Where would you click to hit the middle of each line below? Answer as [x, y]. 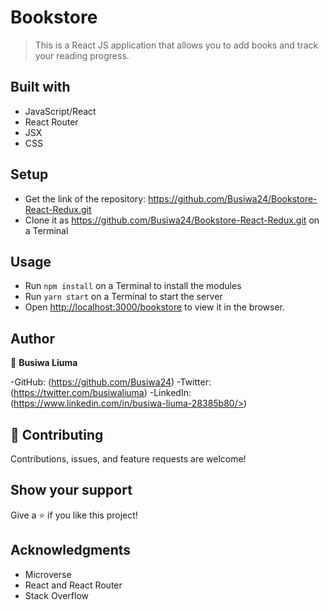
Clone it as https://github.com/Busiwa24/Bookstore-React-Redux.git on [172, 220]
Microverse [48, 574]
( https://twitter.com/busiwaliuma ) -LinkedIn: [101, 393]
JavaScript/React [60, 111]
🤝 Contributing [57, 434]
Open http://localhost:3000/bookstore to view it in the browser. [155, 307]
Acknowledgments [71, 550]
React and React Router [73, 585]
